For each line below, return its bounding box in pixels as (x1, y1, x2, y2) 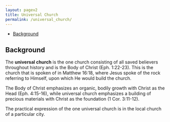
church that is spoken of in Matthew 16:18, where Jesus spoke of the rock (5, 70, 161, 76)
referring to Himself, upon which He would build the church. (5, 75, 132, 81)
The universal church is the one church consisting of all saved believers (5, 59, 158, 65)
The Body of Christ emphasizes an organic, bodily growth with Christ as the (5, 85, 165, 91)
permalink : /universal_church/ (5, 17, 72, 22)
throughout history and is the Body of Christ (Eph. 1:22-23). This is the (5, 65, 154, 71)
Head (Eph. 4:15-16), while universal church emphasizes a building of (5, 90, 152, 97)
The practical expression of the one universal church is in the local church (5, 106, 162, 112)
